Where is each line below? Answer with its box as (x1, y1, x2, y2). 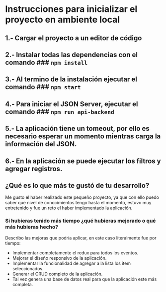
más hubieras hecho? (5, 224, 59, 231)
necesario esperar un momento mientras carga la (5, 132, 161, 141)
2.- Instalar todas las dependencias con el (5, 51, 138, 59)
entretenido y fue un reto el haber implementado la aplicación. (5, 205, 133, 211)
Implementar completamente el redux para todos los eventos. (12, 249, 139, 256)
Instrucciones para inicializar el (5, 3, 138, 15)
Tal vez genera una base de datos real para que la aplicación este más (12, 276, 157, 282)
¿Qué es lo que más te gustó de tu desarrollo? (5, 181, 150, 189)
